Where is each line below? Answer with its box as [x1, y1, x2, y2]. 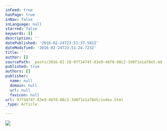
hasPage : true [5, 12, 36, 17]
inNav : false [5, 17, 33, 22]
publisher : [5, 74, 28, 79]
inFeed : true [5, 7, 33, 13]
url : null [10, 87, 30, 93]
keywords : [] [5, 31, 33, 36]
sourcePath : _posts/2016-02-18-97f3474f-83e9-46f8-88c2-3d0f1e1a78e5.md [5, 59, 162, 64]
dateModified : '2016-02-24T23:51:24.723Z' [5, 45, 96, 50]
